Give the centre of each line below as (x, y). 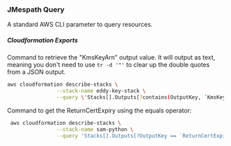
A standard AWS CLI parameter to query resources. (80, 25)
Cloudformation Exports (43, 40)
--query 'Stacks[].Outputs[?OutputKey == (116, 136)
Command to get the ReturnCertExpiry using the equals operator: (99, 110)
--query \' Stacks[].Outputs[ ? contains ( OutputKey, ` (132, 97)
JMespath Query (36, 10)
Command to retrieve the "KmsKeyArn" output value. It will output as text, (111, 58)
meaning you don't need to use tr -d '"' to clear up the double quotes (108, 65)
